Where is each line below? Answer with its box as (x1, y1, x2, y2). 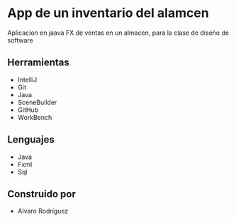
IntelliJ (17, 75, 38, 84)
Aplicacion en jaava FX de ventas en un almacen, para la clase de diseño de (7, 28, 229, 37)
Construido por (7, 188, 77, 200)
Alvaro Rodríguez (17, 207, 69, 216)
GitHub (17, 105, 39, 114)
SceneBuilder (17, 98, 57, 106)
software (7, 35, 33, 44)
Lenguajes (7, 133, 55, 146)
